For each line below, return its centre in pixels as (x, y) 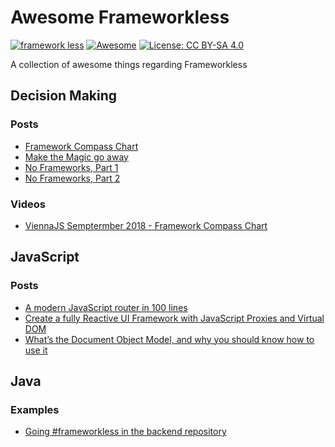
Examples (35, 409)
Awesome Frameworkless (120, 17)
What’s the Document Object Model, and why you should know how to (169, 339)
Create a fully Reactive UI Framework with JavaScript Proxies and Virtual (174, 318)
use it (36, 350)
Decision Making (64, 96)
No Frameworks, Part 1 (71, 167)
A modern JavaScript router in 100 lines (106, 307)
